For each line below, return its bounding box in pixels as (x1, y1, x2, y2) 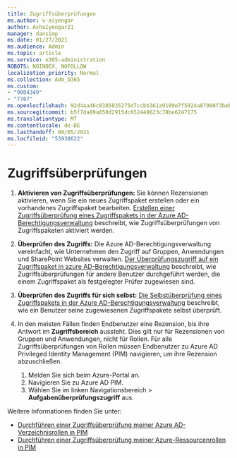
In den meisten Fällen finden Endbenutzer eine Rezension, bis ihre (17, 320, 209, 328)
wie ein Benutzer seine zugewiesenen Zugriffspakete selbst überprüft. (17, 306, 222, 315)
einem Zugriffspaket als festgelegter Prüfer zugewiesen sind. (17, 277, 195, 286)
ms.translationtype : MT (7, 115, 78, 122)
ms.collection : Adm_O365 (7, 76, 80, 83)
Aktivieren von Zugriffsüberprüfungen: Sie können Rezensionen (17, 188, 209, 198)
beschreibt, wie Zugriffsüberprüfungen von (94, 219, 220, 227)
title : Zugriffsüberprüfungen (7, 10, 97, 18)
